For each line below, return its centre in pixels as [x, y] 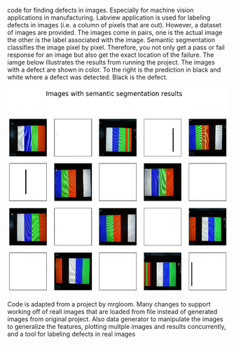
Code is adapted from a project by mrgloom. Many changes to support [109, 304]
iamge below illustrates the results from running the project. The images [111, 62]
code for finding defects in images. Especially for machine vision [101, 10]
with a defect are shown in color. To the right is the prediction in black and [114, 70]
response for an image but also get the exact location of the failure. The [111, 55]
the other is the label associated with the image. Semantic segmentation [111, 40]
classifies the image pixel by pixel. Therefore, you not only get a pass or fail [116, 47]
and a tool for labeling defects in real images [71, 334]
